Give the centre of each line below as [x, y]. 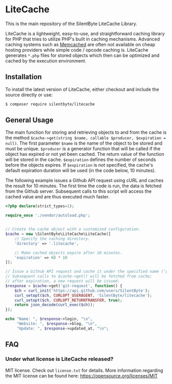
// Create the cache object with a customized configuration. [73, 229]
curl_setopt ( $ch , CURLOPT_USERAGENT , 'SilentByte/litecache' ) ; [83, 295]
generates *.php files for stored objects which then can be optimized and [82, 55]
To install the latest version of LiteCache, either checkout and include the [82, 89]
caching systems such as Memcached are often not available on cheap [80, 44]
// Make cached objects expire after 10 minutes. [69, 253]
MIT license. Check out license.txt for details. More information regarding [84, 370]
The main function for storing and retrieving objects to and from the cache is [86, 132]
